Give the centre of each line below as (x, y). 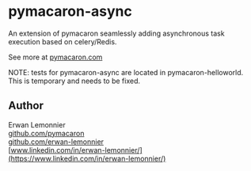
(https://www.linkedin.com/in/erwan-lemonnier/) (87, 158)
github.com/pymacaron (46, 133)
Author (26, 106)
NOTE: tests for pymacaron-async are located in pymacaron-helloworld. (126, 72)
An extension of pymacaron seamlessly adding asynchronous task (116, 33)
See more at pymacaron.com (55, 57)
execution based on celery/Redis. (63, 41)
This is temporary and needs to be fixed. (74, 81)
